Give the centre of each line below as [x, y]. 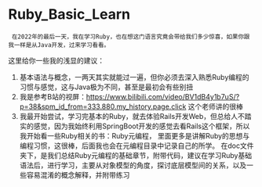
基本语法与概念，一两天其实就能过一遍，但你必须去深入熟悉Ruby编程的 [134, 77]
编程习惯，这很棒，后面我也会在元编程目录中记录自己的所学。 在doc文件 [136, 146]
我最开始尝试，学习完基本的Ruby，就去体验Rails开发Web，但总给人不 [132, 116]
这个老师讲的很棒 [215, 106]
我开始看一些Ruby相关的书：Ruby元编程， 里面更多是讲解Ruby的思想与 [135, 135]
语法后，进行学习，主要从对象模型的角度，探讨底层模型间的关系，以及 [133, 165]
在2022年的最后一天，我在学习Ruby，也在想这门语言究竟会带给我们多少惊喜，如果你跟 [131, 37]
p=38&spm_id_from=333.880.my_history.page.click [103, 106]
